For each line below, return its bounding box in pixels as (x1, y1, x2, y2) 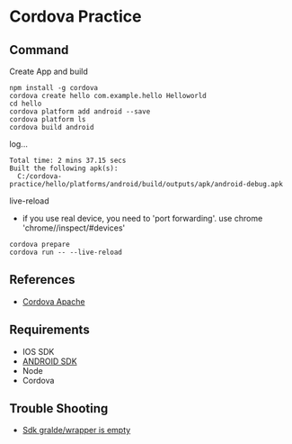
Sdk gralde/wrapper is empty (22, 425, 131, 436)
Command (9, 42, 69, 58)
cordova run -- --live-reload (9, 248, 123, 257)
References (9, 272, 75, 287)
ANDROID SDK (22, 356, 78, 367)
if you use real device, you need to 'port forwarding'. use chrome (22, 213, 263, 223)
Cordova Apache (22, 295, 85, 307)
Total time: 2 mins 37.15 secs (9, 156, 127, 165)
